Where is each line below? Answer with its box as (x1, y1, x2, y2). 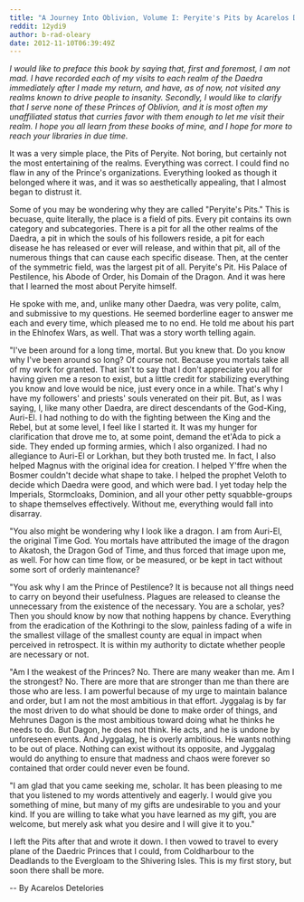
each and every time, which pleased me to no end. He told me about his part (9, 318, 295, 328)
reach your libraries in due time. (9, 130, 128, 141)
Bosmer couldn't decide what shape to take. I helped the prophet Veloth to (9, 470, 287, 480)
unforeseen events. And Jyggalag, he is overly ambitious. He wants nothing (9, 734, 291, 745)
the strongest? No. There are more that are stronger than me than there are (9, 676, 290, 688)
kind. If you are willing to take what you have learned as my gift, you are (9, 809, 278, 820)
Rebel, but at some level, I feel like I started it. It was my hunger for (9, 422, 258, 432)
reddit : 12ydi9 (9, 22, 67, 31)
